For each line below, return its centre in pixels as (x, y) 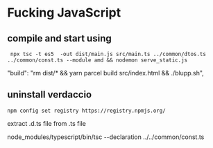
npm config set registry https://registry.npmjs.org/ (87, 111)
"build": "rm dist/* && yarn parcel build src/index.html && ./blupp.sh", (106, 73)
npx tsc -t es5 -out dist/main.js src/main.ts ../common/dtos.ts (108, 54)
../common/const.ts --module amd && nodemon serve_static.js (97, 60)
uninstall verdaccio (50, 95)
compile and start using (60, 38)
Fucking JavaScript (64, 13)
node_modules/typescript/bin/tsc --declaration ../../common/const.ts (106, 137)
